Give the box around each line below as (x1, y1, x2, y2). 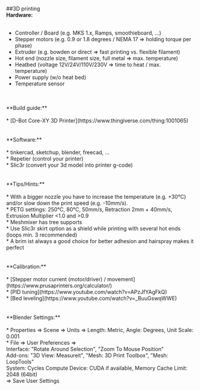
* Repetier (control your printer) (6, 155, 84, 162)
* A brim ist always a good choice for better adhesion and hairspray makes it (6, 238, 194, 244)
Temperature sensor (14, 80, 65, 87)
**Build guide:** (6, 105, 48, 111)
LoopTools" (6, 358, 35, 365)
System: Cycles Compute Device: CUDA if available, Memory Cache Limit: (6, 364, 187, 371)
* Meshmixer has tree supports (6, 219, 82, 226)
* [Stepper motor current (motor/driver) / (6, 276, 106, 282)
